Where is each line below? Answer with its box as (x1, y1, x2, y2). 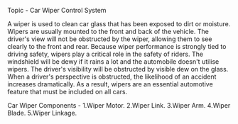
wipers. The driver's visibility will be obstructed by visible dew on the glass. (7, 65, 229, 73)
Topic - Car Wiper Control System (7, 6, 107, 14)
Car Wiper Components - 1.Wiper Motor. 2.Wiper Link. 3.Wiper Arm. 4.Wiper (7, 101, 231, 109)
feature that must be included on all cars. (7, 88, 128, 96)
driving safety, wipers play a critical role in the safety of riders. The (7, 50, 204, 58)
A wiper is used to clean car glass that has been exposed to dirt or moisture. (7, 20, 231, 28)
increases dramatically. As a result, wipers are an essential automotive (7, 80, 213, 88)
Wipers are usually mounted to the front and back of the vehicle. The (7, 28, 210, 35)
